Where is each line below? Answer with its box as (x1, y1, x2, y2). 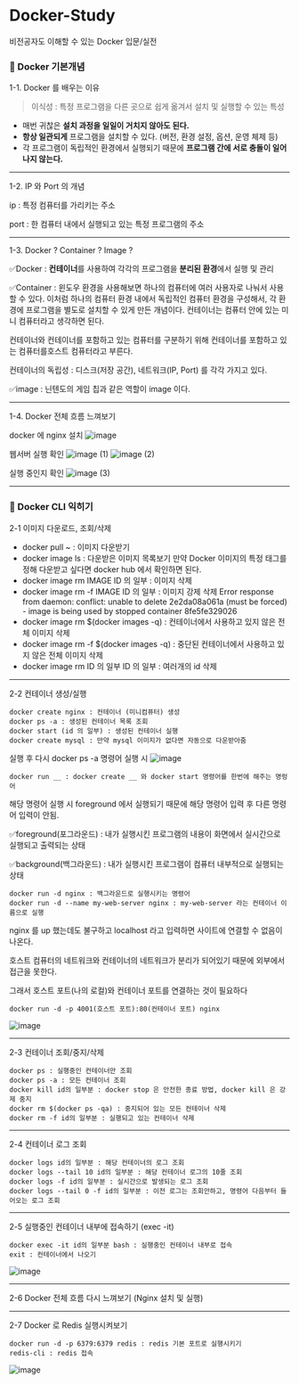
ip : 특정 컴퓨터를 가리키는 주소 (9, 200, 116, 210)
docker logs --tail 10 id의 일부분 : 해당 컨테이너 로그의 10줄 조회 (9, 1167, 243, 1176)
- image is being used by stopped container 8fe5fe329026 (21, 605, 238, 616)
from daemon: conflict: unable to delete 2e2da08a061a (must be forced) (21, 596, 287, 607)
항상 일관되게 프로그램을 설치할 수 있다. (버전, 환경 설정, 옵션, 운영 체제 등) (21, 131, 279, 143)
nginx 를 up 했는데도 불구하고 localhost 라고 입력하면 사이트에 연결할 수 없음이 (9, 924, 283, 936)
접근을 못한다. (9, 966, 58, 977)
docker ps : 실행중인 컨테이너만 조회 (9, 1066, 133, 1075)
